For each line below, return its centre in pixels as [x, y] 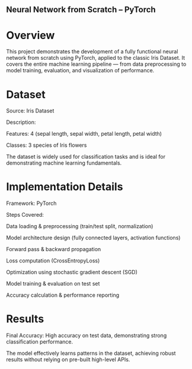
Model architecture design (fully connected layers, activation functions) [93, 238]
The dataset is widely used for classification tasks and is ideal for [86, 157]
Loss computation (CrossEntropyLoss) [53, 261]
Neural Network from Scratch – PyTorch [81, 10]
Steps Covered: [25, 215]
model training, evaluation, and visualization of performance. [80, 70]
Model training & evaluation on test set [53, 284]
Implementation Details [65, 187]
